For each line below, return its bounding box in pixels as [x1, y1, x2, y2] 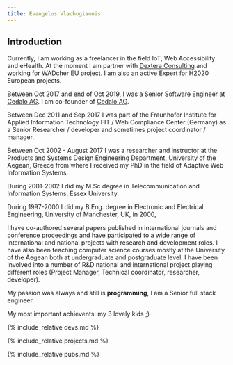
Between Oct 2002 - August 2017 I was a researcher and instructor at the [7, 147, 218, 155]
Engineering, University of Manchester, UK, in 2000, [7, 210, 156, 219]
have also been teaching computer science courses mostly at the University [7, 246, 225, 254]
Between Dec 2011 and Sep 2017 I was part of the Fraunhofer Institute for [7, 111, 217, 119]
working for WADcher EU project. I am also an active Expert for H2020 [7, 69, 209, 77]
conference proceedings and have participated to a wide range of [7, 231, 196, 240]
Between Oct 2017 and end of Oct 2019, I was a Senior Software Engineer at [7, 90, 225, 98]
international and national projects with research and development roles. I [7, 238, 218, 247]
